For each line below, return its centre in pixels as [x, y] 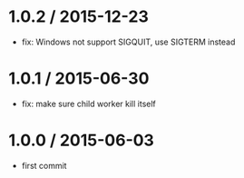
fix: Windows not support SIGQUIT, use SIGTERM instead [128, 42]
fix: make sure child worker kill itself [88, 104]
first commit [44, 165]
